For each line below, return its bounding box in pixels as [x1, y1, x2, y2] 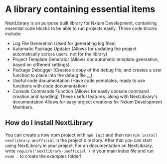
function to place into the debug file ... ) [12, 72, 93, 78]
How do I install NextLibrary [5, 118, 93, 127]
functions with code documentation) [12, 82, 87, 88]
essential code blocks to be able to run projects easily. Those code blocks [5, 25, 158, 31]
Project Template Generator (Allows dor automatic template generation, [12, 56, 160, 62]
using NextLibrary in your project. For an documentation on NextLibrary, [5, 142, 153, 148]
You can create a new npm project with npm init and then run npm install [5, 131, 158, 138]
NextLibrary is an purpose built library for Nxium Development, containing [5, 20, 157, 26]
